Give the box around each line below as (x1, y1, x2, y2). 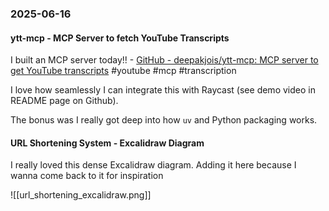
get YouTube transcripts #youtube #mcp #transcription (10, 65, 237, 77)
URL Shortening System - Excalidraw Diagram (10, 137, 205, 149)
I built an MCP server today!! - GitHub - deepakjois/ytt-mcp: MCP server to (10, 54, 319, 66)
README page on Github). (10, 95, 119, 107)
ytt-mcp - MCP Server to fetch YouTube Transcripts (10, 32, 230, 44)
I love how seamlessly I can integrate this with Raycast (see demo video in (10, 84, 316, 96)
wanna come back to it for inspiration (10, 170, 164, 182)
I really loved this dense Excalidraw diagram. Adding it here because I (10, 159, 297, 171)
